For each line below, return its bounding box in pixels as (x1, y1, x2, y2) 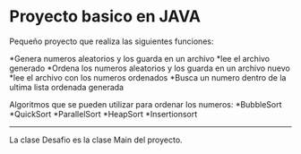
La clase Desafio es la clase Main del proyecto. (9, 134, 183, 145)
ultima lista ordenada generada (9, 81, 124, 92)
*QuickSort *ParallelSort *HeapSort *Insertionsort (9, 108, 198, 119)
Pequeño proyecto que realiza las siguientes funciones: (9, 36, 214, 47)
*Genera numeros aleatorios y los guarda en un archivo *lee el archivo (9, 53, 271, 64)
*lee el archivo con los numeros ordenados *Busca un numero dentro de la (9, 72, 287, 82)
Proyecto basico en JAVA (9, 6, 202, 27)
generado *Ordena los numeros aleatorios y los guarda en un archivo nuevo (9, 63, 291, 73)
